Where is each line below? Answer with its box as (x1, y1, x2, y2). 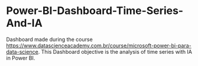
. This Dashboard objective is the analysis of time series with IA (38, 48, 192, 55)
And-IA (6, 16, 43, 30)
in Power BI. (6, 54, 35, 61)
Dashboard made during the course (6, 36, 93, 43)
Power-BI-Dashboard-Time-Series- (6, 4, 184, 18)
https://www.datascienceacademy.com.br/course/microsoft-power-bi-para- (6, 42, 192, 49)
